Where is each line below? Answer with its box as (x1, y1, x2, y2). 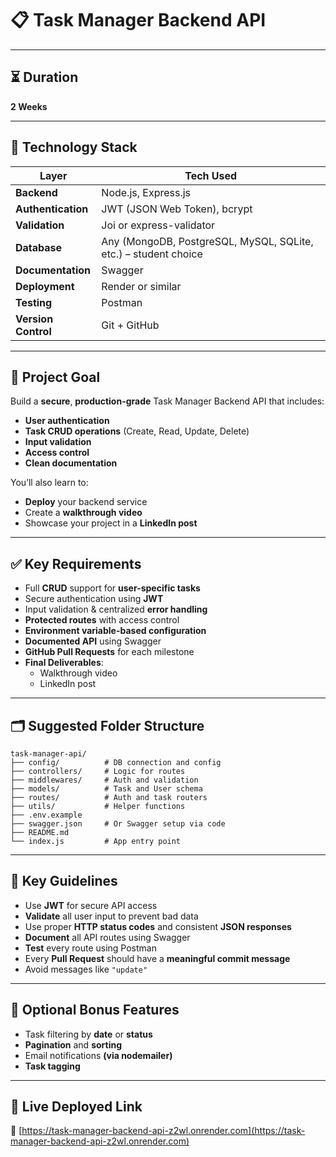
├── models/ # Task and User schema (10, 784, 203, 794)
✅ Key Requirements (10, 555, 142, 572)
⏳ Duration (10, 69, 79, 86)
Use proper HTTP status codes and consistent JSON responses (24, 920, 292, 932)
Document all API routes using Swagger (24, 931, 191, 943)
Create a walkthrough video (24, 507, 143, 519)
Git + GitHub (101, 318, 160, 332)
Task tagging (24, 1060, 81, 1072)
